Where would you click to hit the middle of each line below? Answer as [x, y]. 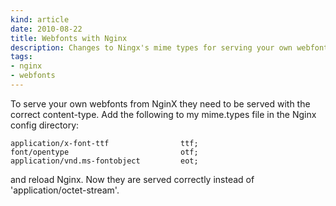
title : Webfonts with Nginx [69, 38]
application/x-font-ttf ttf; [104, 143]
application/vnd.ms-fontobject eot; [104, 161]
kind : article [40, 19]
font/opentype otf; [104, 152]
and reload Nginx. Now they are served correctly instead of [132, 179]
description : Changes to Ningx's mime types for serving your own [151, 47]
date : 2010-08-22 [46, 29]
